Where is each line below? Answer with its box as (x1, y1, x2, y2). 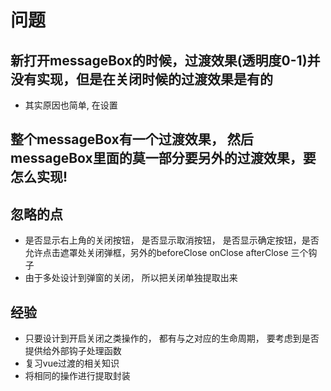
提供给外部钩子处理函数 (24, 345, 122, 357)
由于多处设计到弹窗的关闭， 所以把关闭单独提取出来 (24, 272, 238, 284)
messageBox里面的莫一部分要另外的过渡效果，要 (10, 150, 317, 167)
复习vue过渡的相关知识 (24, 357, 120, 370)
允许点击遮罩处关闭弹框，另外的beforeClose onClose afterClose (24, 247, 289, 259)
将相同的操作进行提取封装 (24, 370, 131, 382)
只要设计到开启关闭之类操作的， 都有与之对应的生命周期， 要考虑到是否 (24, 332, 320, 345)
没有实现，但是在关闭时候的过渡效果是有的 (10, 71, 273, 88)
